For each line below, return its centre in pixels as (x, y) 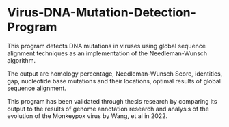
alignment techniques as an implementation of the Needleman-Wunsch (107, 53)
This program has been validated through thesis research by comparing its (112, 101)
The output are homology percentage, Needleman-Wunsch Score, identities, (115, 74)
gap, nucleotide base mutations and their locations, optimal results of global (114, 81)
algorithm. (22, 60)
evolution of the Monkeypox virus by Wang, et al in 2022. (87, 116)
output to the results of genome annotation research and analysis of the (108, 109)
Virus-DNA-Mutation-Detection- (102, 13)
